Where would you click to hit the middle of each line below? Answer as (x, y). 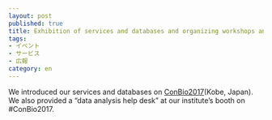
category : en (30, 69)
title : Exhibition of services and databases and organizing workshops (132, 31)
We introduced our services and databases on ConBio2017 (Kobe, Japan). (131, 92)
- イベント (24, 46)
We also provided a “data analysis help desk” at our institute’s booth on (127, 100)
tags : (17, 39)
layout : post (30, 16)
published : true (36, 24)
